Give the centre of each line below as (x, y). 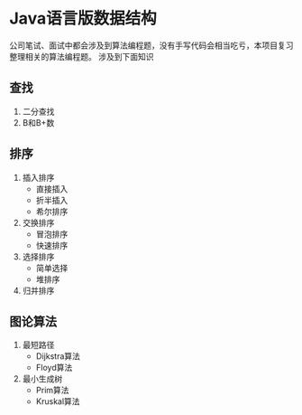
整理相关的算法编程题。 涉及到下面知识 (82, 56)
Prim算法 (52, 391)
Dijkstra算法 (58, 356)
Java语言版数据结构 (83, 19)
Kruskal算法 (58, 401)
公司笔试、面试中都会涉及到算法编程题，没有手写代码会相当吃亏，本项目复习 (151, 45)
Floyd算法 (54, 368)
